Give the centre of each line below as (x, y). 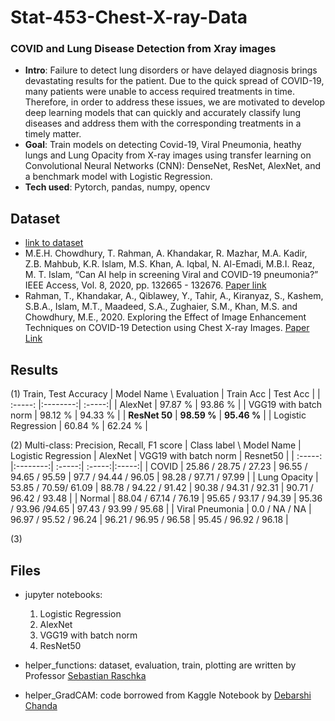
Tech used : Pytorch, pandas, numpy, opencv (117, 187)
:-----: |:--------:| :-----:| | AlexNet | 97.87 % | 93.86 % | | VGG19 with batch (166, 405)
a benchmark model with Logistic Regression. (118, 177)
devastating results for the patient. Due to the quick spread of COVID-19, (174, 81)
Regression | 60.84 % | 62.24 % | (79, 426)
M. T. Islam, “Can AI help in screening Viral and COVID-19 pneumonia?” (171, 275)
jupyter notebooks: (63, 594)
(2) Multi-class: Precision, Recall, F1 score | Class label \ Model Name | (156, 445)
